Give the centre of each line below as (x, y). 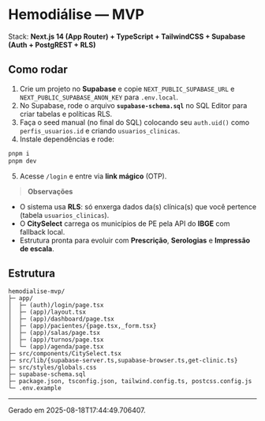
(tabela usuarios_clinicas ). (64, 215)
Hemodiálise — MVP (76, 15)
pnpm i (19, 153)
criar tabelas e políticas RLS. (66, 114)
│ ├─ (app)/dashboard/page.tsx (61, 319)
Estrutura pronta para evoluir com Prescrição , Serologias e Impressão (135, 240)
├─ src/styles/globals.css (52, 368)
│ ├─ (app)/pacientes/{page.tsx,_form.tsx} (82, 326)
